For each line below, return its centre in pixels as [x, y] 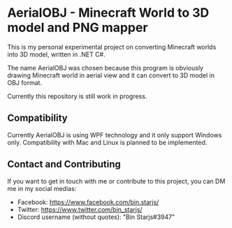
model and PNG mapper [78, 28]
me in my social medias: [42, 188]
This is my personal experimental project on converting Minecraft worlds [112, 47]
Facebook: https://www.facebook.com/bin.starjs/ [88, 202]
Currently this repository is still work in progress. [77, 96]
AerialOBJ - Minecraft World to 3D [108, 13]
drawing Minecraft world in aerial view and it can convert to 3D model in [111, 75]
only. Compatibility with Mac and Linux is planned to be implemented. [107, 142]
